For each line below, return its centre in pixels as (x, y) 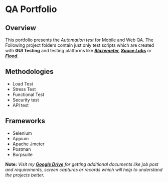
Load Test (23, 83)
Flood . (12, 56)
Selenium (22, 133)
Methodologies (29, 72)
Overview (21, 28)
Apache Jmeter (28, 144)
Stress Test (24, 89)
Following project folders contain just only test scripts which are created (80, 45)
